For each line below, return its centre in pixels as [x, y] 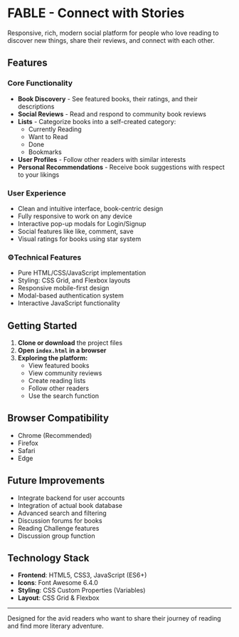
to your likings [38, 174]
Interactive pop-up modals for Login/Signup [82, 223]
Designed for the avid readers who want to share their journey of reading [115, 618]
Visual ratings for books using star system [79, 239]
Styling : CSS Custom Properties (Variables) [81, 591]
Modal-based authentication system [71, 296]
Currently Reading [55, 129]
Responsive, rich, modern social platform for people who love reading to [113, 33]
